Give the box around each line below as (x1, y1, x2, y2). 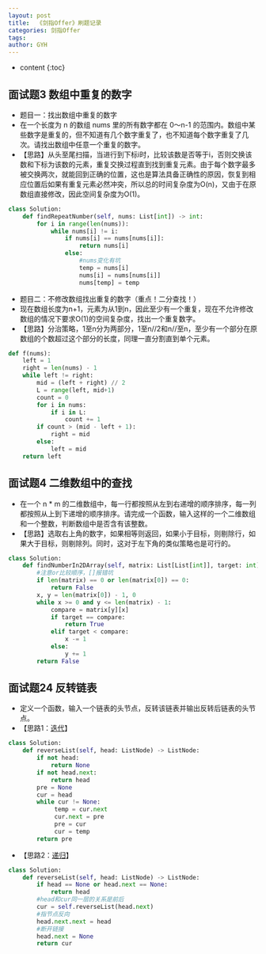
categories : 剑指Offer (8, 26, 81, 34)
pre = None (36, 783, 73, 792)
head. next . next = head (36, 918, 112, 925)
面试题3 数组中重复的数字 (8, 88, 132, 101)
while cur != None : (36, 798, 101, 806)
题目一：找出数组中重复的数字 (19, 110, 117, 120)
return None (50, 762, 90, 770)
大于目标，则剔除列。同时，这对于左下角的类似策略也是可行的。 (26, 538, 235, 548)
